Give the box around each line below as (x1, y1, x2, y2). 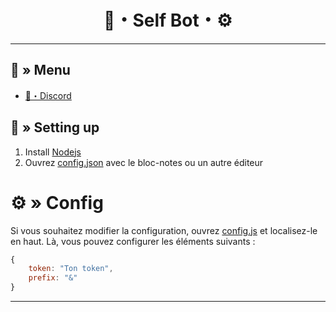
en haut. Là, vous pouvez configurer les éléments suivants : (10, 235, 256, 247)
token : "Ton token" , (28, 264, 114, 274)
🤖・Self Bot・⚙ (103, 9, 233, 32)
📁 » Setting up (10, 119, 100, 136)
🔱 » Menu (10, 62, 71, 79)
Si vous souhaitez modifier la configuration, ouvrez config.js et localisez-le (10, 224, 318, 236)
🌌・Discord (24, 89, 72, 101)
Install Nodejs (24, 146, 82, 158)
